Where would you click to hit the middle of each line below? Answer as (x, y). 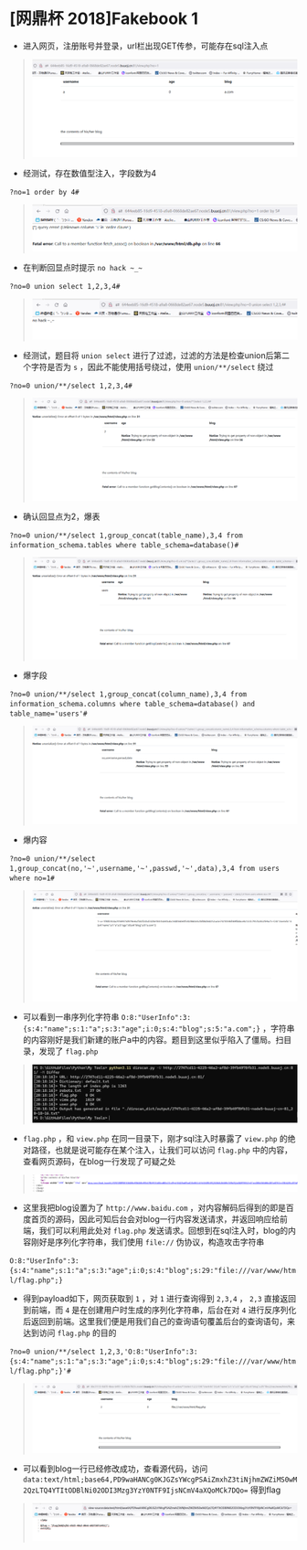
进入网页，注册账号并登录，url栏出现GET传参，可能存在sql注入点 (145, 46)
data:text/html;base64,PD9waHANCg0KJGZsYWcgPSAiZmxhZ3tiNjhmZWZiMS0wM (160, 1480)
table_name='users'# (49, 714)
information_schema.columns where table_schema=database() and (132, 705)
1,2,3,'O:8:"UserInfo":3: (148, 1352)
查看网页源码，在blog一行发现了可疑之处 (99, 1162)
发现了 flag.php (69, 1051)
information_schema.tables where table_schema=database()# (124, 545)
